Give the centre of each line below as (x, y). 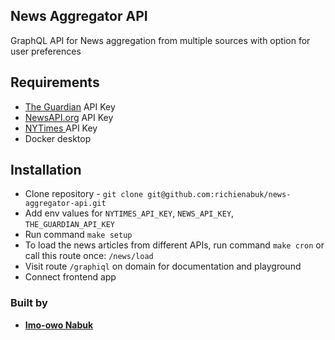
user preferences (46, 51)
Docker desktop (58, 138)
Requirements (55, 82)
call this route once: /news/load (89, 256)
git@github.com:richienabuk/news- (219, 195)
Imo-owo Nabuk (59, 325)
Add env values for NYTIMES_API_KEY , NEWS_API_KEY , (129, 213)
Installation (46, 170)
